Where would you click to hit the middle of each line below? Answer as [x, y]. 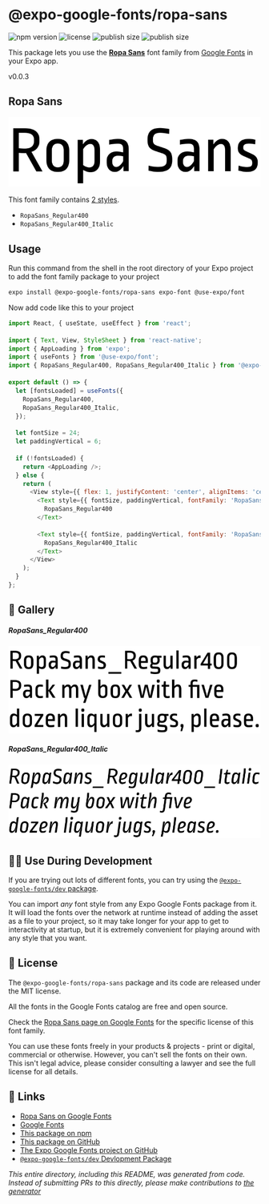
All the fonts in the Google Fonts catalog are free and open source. [118, 1006]
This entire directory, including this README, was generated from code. [127, 1174]
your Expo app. [33, 61]
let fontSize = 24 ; [48, 433]
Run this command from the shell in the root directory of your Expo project [131, 268]
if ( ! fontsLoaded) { [50, 458]
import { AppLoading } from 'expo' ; [69, 349]
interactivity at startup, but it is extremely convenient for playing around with [134, 929]
